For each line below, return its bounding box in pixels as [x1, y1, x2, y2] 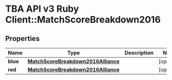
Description [124, 49, 154, 56]
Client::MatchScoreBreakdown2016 [5, 14, 161, 25]
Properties [5, 34, 40, 43]
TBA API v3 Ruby [5, 3, 79, 15]
